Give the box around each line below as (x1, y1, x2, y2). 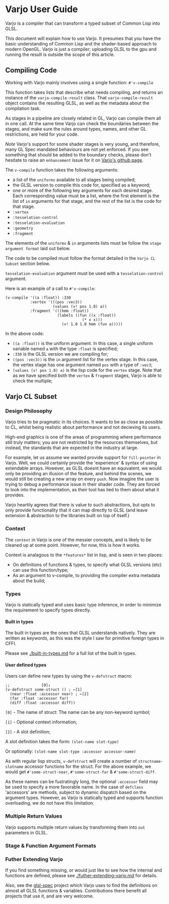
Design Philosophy (5, 408, 52, 415)
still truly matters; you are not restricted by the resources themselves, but (5, 439, 158, 445)
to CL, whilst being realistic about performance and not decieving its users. (5, 424, 161, 430)
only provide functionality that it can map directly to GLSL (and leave (5, 507, 148, 513)
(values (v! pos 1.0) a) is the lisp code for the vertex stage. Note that (12, 367, 162, 373)
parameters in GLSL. (5, 829, 48, 835)
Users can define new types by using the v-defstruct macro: (5, 673, 133, 679)
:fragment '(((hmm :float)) (30, 308, 89, 313)
